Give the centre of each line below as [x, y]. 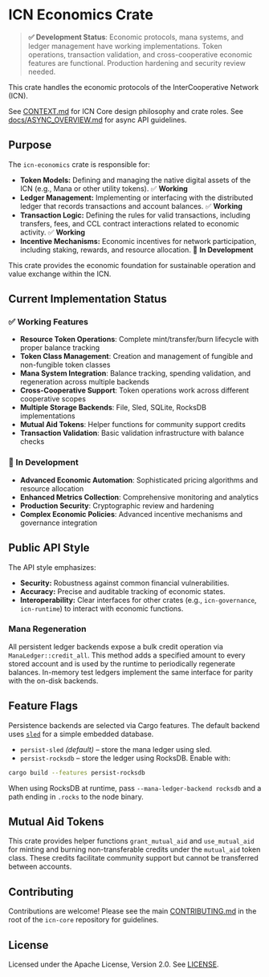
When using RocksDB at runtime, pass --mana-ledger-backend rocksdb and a [135, 788]
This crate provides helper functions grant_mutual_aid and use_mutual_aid [131, 841]
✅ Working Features [49, 322]
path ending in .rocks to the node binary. [76, 796]
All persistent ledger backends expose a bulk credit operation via [116, 646]
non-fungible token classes [65, 365]
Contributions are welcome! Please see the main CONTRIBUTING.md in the [132, 911]
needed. [42, 71]
